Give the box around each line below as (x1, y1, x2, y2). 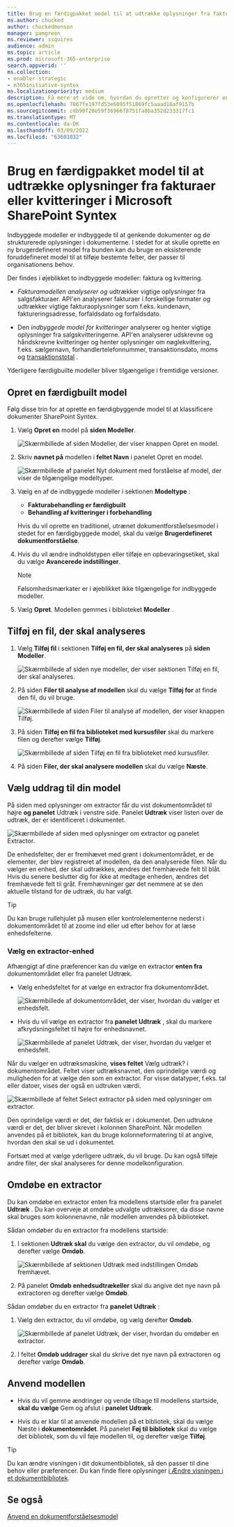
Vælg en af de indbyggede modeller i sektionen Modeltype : (17, 487, 191, 496)
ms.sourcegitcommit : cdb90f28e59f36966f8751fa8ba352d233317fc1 (7, 107, 195, 114)
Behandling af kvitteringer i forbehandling (27, 508, 152, 516)
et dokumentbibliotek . (7, 1473, 70, 1482)
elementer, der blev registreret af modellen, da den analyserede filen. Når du (7, 857, 227, 866)
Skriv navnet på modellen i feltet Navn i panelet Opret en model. (17, 453, 204, 461)
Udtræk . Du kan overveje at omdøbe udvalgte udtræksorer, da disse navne (7, 1205, 224, 1213)
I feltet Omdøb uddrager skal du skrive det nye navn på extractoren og (17, 1350, 221, 1358)
